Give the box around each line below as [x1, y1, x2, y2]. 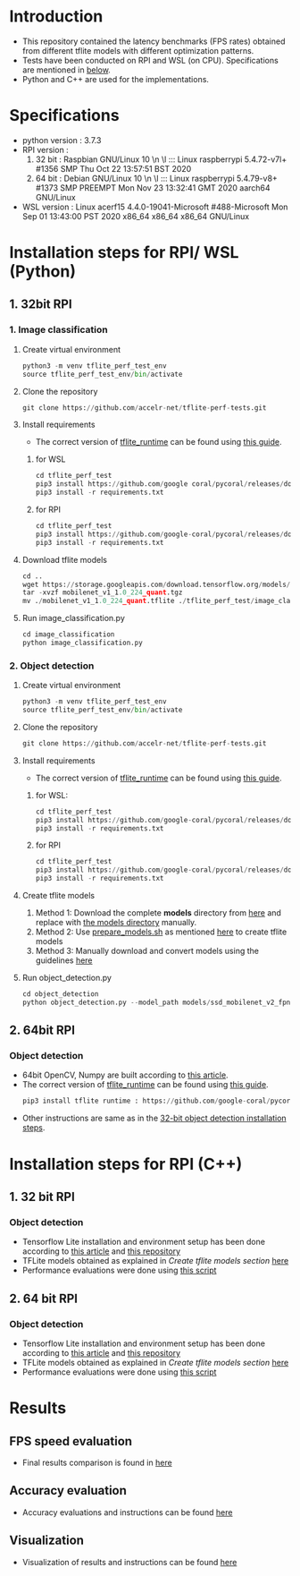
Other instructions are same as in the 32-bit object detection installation [21, 1112, 287, 1124]
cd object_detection [21, 990, 99, 999]
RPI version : [21, 144, 69, 155]
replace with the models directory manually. [35, 917, 197, 928]
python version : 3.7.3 [21, 134, 102, 145]
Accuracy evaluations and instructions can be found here [21, 1506, 233, 1518]
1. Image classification [9, 324, 109, 336]
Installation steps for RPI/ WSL [9, 243, 239, 263]
